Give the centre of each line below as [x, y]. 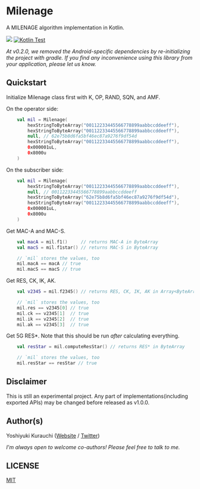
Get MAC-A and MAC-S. [36, 231]
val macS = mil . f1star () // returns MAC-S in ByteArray [88, 247]
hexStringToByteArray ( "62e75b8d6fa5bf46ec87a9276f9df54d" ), [104, 197]
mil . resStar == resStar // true [57, 363]
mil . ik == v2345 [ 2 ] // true [53, 319]
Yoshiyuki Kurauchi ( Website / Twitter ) [53, 435]
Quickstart [26, 83]
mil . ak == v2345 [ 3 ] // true [53, 324]
